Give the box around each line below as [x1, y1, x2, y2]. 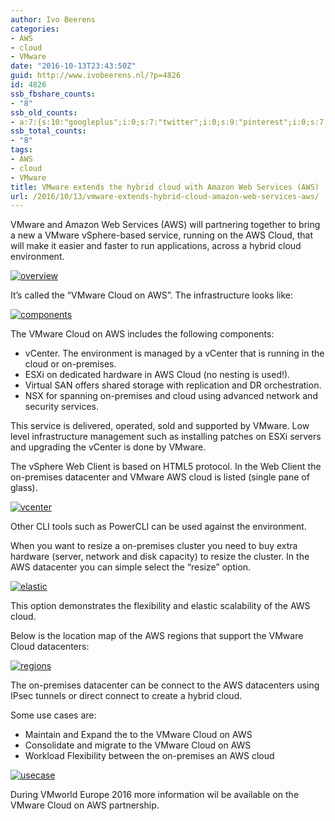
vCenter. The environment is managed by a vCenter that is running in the [24, 347, 325, 360]
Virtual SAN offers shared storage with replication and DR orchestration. [24, 379, 322, 391]
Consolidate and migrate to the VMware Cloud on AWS [24, 739, 252, 751]
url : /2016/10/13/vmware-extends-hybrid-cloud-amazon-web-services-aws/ [10, 191, 320, 201]
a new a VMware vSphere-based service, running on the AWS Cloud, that [10, 229, 314, 241]
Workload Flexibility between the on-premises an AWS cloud [24, 750, 275, 762]
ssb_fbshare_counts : [10, 89, 97, 99]
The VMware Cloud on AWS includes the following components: [10, 328, 275, 340]
